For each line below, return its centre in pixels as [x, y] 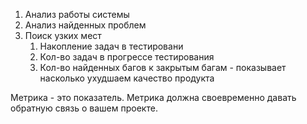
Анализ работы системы [77, 14]
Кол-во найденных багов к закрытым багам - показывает [163, 67]
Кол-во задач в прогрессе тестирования [127, 57]
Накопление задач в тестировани [111, 46]
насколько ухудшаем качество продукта [127, 78]
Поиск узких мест [63, 35]
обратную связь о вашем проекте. [84, 108]
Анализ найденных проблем [85, 25]
